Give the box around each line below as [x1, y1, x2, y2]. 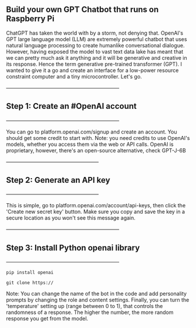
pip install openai [6, 269, 54, 276]
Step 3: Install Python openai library [6, 242, 140, 252]
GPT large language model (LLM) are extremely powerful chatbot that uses [6, 35, 187, 43]
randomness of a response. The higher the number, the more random [6, 309, 174, 316]
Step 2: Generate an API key [6, 175, 110, 185]
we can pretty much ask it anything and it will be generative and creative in [6, 54, 188, 61]
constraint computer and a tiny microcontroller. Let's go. [6, 73, 142, 80]
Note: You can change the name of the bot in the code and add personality [6, 290, 187, 298]
